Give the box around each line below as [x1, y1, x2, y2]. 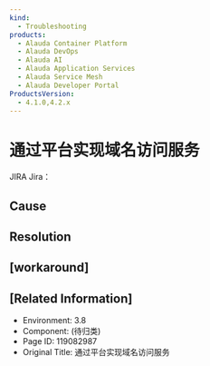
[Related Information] [9, 291, 133, 306]
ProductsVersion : [9, 89, 75, 98]
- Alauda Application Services [17, 64, 136, 74]
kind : [9, 13, 30, 23]
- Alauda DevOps [17, 47, 79, 56]
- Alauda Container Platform [17, 38, 128, 48]
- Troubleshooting [17, 22, 88, 31]
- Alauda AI [17, 55, 63, 64]
